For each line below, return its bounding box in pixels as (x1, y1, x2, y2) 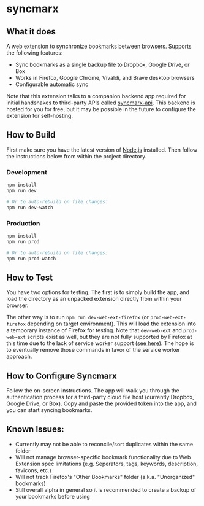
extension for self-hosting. (6, 112, 74, 119)
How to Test (6, 272, 53, 282)
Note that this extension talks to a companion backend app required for (6, 93, 186, 99)
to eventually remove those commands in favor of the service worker (6, 346, 181, 354)
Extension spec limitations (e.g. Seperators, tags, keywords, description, (15, 460, 198, 467)
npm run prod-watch (6, 255, 56, 262)
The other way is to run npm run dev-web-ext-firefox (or (6, 314, 149, 321)
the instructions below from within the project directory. (6, 152, 147, 160)
